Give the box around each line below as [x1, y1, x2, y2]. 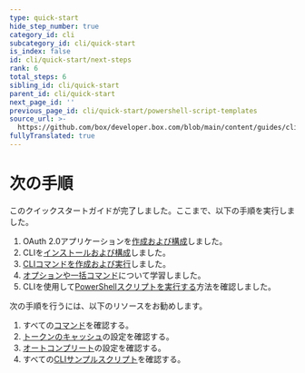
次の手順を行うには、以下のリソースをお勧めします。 [9, 300, 207, 311]
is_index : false [9, 47, 71, 56]
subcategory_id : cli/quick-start [9, 38, 136, 48]
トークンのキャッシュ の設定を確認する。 [22, 330, 174, 341]
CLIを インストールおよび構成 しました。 [22, 247, 171, 258]
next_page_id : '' [9, 97, 75, 107]
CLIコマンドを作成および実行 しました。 [22, 258, 171, 269]
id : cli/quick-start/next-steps [9, 55, 132, 64]
